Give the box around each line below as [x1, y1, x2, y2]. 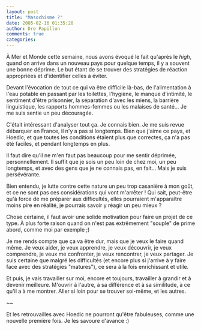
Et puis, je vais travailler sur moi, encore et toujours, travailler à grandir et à [6, 275, 191, 282]
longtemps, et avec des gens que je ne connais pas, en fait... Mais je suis [6, 164, 187, 172]
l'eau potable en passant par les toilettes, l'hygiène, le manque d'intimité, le [6, 91, 193, 97]
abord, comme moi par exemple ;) [6, 226, 90, 233]
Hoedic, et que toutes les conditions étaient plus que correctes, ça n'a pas [6, 134, 190, 141]
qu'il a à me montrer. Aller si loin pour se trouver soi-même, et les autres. [6, 287, 187, 295]
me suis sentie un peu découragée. [6, 109, 94, 116]
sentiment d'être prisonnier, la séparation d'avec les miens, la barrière [6, 97, 179, 104]
